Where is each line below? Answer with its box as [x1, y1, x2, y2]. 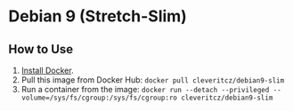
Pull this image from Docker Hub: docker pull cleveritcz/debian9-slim [20, 75, 285, 85]
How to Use [8, 42, 74, 57]
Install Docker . [20, 65, 74, 75]
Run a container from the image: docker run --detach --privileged [20, 84, 270, 94]
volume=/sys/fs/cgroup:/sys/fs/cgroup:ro [20, 93, 177, 102]
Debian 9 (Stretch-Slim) [8, 6, 188, 27]
